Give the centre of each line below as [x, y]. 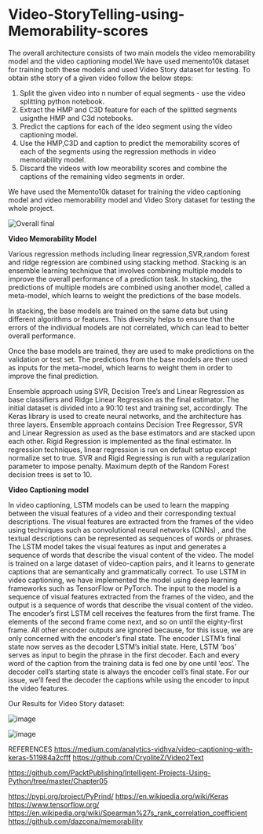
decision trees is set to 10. [50, 474]
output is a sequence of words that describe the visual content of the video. [131, 605]
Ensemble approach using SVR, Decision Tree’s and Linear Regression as [126, 391]
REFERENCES [30, 749]
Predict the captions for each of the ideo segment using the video [126, 126]
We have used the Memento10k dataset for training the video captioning [124, 191]
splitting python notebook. [62, 101]
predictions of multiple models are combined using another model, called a [129, 287]
